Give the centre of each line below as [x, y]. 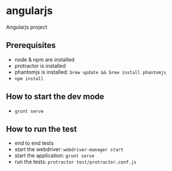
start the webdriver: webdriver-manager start [69, 149]
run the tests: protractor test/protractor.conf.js [76, 162]
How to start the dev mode [55, 97]
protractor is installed [40, 66]
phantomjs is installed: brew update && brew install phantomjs [90, 72]
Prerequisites [31, 45]
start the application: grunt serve [54, 156]
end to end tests [34, 143]
